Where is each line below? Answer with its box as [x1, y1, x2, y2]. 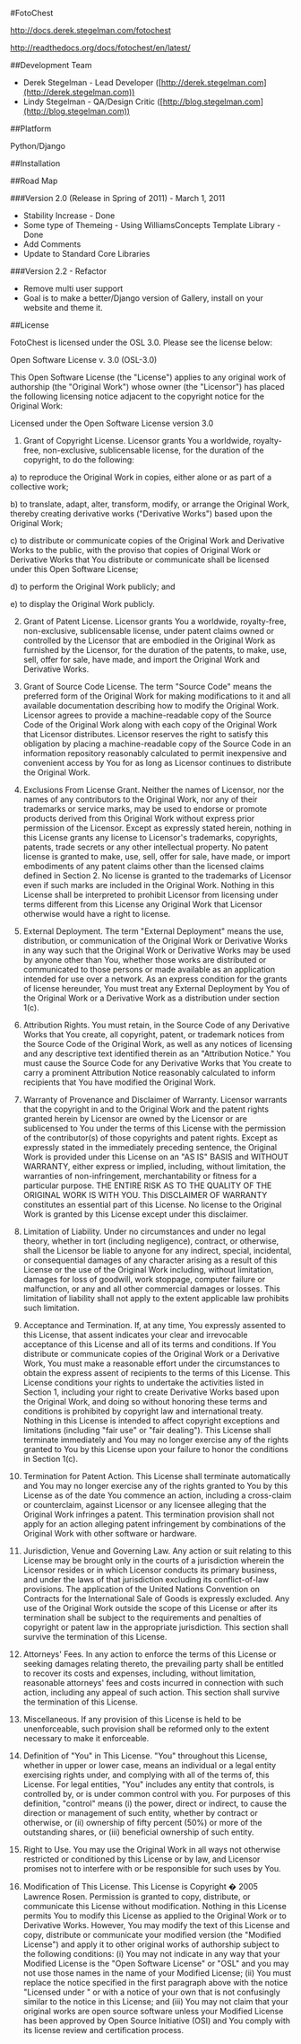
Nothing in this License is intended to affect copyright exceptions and [22, 1415, 280, 1426]
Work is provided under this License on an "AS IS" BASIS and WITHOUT [22, 1151, 289, 1162]
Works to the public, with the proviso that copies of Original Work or [10, 545, 261, 555]
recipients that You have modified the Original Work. [22, 1077, 216, 1088]
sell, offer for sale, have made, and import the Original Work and [22, 655, 261, 665]
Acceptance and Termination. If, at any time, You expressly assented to [22, 1320, 286, 1330]
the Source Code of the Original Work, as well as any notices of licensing [22, 1039, 293, 1049]
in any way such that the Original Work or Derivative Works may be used [22, 945, 291, 956]
